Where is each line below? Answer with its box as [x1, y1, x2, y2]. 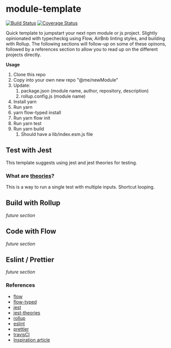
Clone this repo [13, 71, 46, 77]
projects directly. [6, 52, 41, 58]
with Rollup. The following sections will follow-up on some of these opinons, [6, 40, 166, 47]
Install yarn [13, 98, 37, 105]
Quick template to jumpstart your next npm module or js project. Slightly [6, 30, 158, 36]
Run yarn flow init [13, 114, 51, 121]
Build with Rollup [6, 199, 60, 207]
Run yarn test [13, 120, 42, 126]
